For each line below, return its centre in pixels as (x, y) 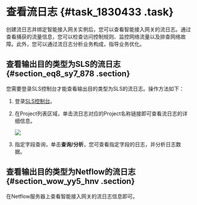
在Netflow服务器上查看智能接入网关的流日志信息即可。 (72, 196)
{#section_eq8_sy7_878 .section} (68, 74)
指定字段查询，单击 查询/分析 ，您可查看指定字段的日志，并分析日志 (95, 144)
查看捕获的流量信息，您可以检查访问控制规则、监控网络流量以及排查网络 (93, 36)
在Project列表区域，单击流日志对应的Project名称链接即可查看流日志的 (98, 113)
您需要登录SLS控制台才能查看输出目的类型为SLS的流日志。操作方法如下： (95, 88)
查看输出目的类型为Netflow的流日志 (71, 172)
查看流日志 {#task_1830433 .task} (90, 12)
